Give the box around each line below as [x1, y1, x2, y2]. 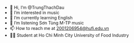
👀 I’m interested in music [9, 10, 60, 15]
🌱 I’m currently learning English [9, 15, 73, 20]
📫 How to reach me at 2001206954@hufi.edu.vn [9, 26, 109, 31]
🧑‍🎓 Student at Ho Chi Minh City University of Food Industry [9, 32, 129, 38]
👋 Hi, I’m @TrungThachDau [9, 5, 65, 10]
